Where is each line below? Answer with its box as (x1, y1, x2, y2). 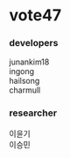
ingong (9, 66, 35, 77)
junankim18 (9, 56, 50, 67)
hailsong (9, 76, 40, 87)
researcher (9, 107, 58, 119)
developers (9, 37, 59, 49)
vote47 (9, 5, 62, 26)
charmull (9, 85, 41, 95)
